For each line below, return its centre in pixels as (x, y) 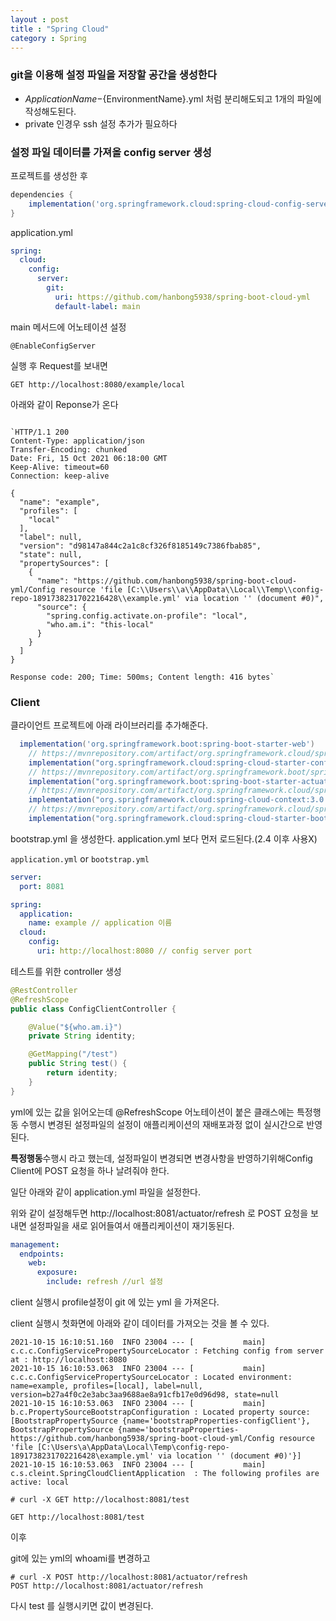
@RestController (44, 990)
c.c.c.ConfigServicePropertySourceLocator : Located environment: (151, 1377)
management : (35, 1244)
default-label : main (97, 306)
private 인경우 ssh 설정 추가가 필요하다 (101, 123)
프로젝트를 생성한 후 (49, 175)
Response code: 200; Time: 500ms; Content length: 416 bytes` (142, 677)
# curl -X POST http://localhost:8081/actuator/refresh (129, 1577)
